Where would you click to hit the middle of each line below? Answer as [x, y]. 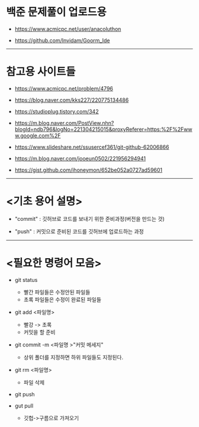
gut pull [24, 406]
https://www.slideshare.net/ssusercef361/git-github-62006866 [92, 147]
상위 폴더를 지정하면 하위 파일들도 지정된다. [73, 357]
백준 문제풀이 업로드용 [56, 12]
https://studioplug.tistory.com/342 [57, 111]
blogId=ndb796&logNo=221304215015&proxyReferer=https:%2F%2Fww [103, 129]
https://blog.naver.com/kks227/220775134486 [72, 100]
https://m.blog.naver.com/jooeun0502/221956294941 [80, 158]
